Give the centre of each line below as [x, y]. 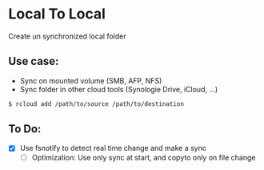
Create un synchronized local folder [67, 36]
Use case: [34, 61]
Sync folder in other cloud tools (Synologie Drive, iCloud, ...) [119, 89]
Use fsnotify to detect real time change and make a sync [113, 148]
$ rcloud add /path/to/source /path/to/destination [96, 104]
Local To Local [57, 14]
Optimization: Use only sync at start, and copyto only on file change [144, 157]
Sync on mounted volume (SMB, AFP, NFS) [91, 80]
